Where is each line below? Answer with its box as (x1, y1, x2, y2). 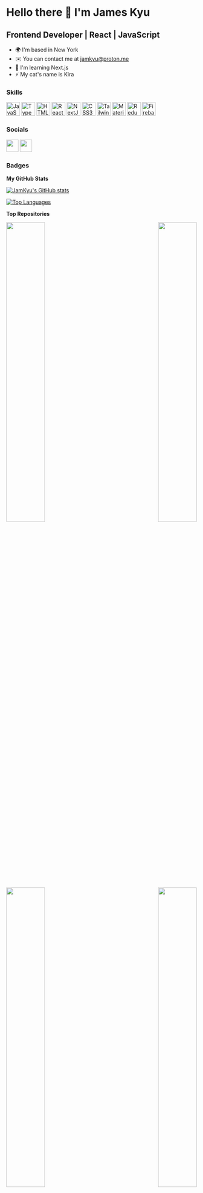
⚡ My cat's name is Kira (14, 71, 74, 78)
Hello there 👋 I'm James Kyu (6, 5, 150, 19)
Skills (6, 88, 23, 96)
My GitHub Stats (6, 175, 49, 182)
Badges (6, 161, 29, 169)
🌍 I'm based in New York (14, 46, 79, 53)
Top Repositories (6, 210, 50, 217)
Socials (6, 126, 28, 134)
